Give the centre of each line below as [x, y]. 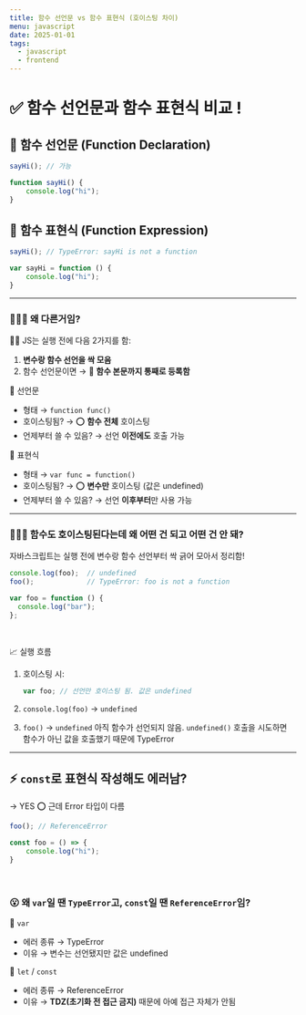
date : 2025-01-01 [42, 35]
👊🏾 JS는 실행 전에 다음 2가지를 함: [71, 341]
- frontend [38, 60]
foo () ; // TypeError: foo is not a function [120, 582]
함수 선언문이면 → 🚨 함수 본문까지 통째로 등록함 [106, 371]
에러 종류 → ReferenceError [73, 990]
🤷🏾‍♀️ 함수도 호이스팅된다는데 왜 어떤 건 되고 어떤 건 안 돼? [127, 534]
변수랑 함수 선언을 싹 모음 [67, 360]
